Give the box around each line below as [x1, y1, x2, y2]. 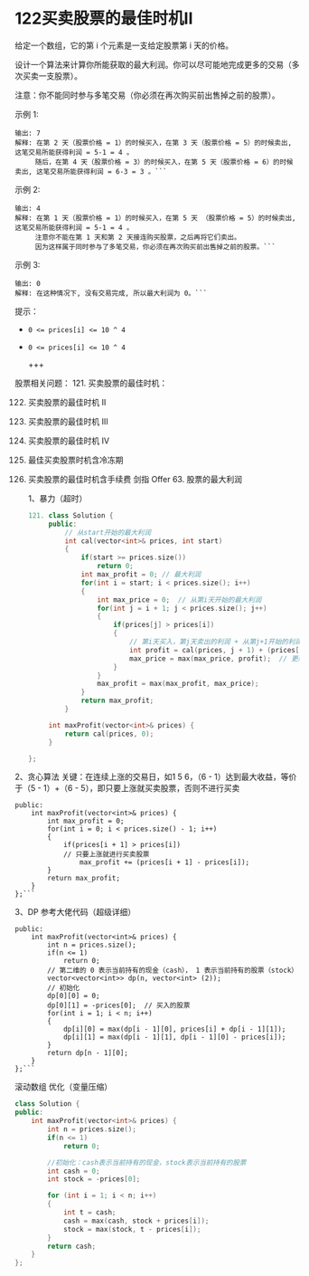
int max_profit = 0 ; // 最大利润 [80, 570, 201, 579]
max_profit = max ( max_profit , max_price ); [97, 680, 259, 689]
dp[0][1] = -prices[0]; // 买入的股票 [47, 1001, 191, 1010]
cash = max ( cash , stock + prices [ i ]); [62, 1216, 210, 1225]
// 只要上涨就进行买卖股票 [62, 850, 150, 860]
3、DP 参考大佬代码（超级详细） [14, 907, 136, 918]
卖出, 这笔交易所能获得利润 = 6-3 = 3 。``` [14, 167, 168, 176]
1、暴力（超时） [27, 492, 88, 503]
